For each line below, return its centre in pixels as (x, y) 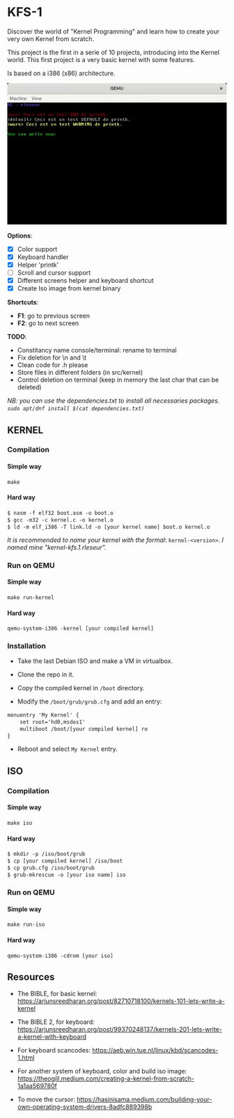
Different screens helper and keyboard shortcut (86, 280)
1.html (26, 1058)
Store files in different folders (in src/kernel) (80, 373)
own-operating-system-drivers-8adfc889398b (85, 1107)
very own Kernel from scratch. (51, 38)
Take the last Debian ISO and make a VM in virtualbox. (95, 661)
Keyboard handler (43, 257)
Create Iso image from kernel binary (69, 288)
